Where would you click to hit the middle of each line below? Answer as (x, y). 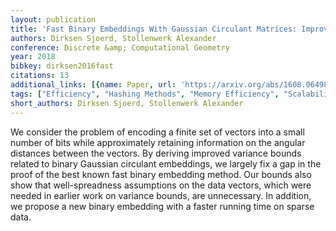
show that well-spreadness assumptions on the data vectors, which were (161, 185)
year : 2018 (33, 57)
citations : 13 (40, 76)
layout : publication (53, 19)
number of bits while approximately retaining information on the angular (158, 142)
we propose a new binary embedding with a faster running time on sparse (162, 206)
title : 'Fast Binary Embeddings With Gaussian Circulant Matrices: (154, 29)
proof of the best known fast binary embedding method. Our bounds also (161, 174)
